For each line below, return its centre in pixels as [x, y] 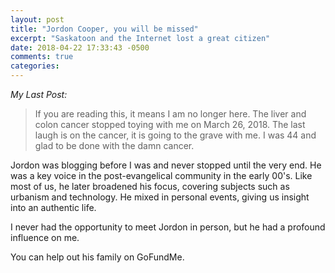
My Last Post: [39, 94]
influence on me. [45, 237]
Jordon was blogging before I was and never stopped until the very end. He [166, 165]
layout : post [37, 19]
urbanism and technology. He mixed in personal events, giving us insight [160, 197]
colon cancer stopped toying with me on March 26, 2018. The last [170, 124]
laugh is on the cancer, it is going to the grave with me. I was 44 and [175, 135]
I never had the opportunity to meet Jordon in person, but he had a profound [168, 227]
